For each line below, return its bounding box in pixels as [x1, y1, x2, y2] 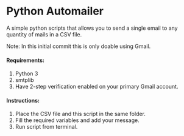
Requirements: [6, 56, 44, 64]
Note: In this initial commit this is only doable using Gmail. [6, 42, 151, 50]
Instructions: [6, 97, 40, 104]
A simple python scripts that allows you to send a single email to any [6, 24, 178, 32]
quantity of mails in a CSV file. [6, 30, 82, 38]
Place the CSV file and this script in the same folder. [15, 110, 146, 118]
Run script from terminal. [15, 123, 78, 131]
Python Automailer [6, 4, 104, 18]
